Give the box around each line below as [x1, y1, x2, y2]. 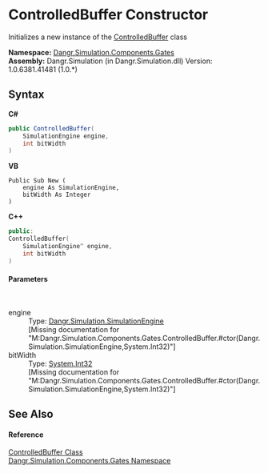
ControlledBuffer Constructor [8, 6, 209, 24]
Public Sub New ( [8, 177, 66, 185]
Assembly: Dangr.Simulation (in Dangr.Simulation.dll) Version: [8, 56, 213, 66]
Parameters [8, 275, 48, 284]
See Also [8, 407, 54, 421]
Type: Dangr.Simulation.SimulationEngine [28, 316, 164, 326]
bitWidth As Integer [22, 190, 91, 199]
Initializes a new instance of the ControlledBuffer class [8, 32, 188, 42]
